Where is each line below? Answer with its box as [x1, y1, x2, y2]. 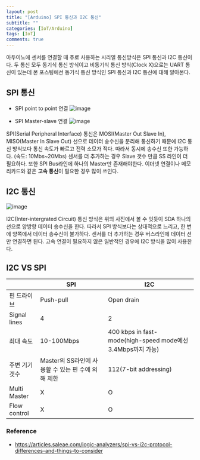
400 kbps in [108, 328, 142, 336]
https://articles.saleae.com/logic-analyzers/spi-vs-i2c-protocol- [14, 440, 173, 448]
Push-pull [40, 296, 68, 304]
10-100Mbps [40, 337, 79, 345]
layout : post [6, 8, 39, 15]
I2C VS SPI [6, 263, 46, 273]
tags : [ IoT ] [6, 31, 36, 37]
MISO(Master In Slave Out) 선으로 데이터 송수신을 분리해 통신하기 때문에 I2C [6, 137, 186, 145]
